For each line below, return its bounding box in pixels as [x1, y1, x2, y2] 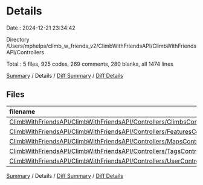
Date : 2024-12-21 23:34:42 [6, 24, 76, 31]
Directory [6, 36, 30, 43]
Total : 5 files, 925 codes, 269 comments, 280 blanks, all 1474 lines [6, 60, 173, 67]
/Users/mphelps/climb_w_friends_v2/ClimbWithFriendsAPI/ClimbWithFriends [6, 42, 197, 49]
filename [9, 107, 36, 116]
